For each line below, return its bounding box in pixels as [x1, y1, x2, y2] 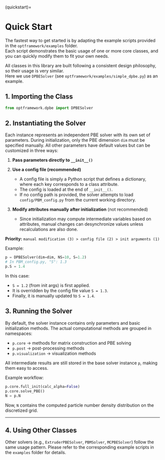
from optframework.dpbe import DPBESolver [5, 105, 93, 110]
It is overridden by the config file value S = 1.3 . [12, 288, 109, 294]
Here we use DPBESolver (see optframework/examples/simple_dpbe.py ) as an [5, 73, 158, 79]
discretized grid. [5, 407, 38, 413]
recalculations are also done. [19, 227, 79, 232]
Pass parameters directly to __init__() [12, 157, 93, 163]
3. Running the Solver [5, 307, 73, 315]
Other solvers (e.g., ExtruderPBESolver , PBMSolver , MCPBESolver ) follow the [5, 439, 154, 445]
